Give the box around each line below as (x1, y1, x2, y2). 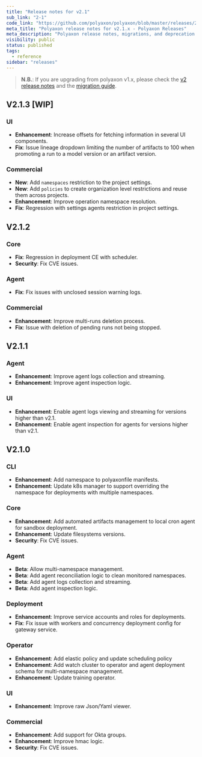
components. (14, 138, 48, 145)
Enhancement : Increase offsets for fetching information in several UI (14, 131, 186, 138)
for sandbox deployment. (14, 524, 78, 531)
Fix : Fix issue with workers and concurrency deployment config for (14, 620, 182, 627)
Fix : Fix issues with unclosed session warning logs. (14, 289, 142, 296)
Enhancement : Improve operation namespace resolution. (14, 198, 158, 205)
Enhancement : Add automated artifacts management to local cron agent (14, 518, 195, 525)
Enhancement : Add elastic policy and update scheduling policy (14, 655, 173, 662)
